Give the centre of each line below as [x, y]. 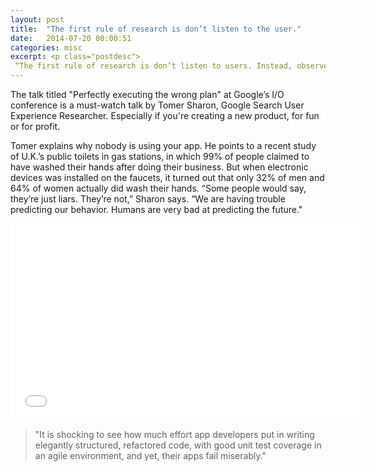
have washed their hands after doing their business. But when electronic [159, 167]
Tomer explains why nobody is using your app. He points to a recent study [163, 145]
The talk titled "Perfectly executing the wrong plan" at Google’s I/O [147, 94]
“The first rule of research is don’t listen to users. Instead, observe [171, 66]
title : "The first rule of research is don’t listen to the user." [156, 29]
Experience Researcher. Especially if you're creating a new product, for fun [165, 115]
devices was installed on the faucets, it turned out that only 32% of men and [167, 177]
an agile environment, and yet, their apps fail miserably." [150, 455]
